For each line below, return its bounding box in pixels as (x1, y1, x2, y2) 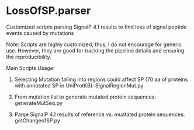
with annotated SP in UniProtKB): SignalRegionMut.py (14, 82, 144, 89)
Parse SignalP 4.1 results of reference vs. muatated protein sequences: (14, 111, 185, 118)
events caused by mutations (6, 29, 74, 36)
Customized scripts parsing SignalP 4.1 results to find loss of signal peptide (6, 23, 187, 30)
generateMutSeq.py (14, 99, 63, 106)
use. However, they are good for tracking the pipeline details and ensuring (6, 47, 185, 54)
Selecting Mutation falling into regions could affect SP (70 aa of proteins (14, 76, 188, 83)
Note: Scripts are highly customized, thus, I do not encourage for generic (6, 41, 182, 48)
